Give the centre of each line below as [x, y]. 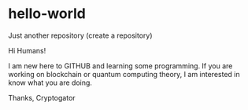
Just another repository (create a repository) [80, 35]
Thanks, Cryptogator [42, 97]
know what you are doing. [50, 82]
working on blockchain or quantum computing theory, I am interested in [124, 74]
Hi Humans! [27, 50]
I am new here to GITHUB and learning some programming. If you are [120, 66]
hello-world [47, 14]
